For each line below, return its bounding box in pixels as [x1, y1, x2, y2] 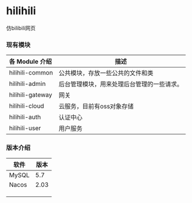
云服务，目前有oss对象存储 [58, 102, 134, 111]
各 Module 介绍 [9, 57, 52, 66]
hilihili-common [9, 69, 53, 77]
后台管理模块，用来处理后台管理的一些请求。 [58, 80, 183, 88]
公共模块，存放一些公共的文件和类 [58, 69, 154, 78]
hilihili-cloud [9, 102, 44, 110]
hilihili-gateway [9, 91, 53, 99]
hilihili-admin [9, 80, 46, 88]
